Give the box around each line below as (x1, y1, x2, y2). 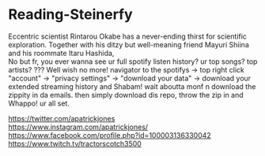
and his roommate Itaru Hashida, (8, 48, 115, 58)
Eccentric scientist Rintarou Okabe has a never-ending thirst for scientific (8, 32, 248, 41)
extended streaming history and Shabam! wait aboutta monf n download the (8, 81, 256, 91)
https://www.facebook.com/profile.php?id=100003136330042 (8, 130, 211, 139)
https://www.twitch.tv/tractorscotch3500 (8, 139, 142, 148)
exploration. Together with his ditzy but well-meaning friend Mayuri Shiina (8, 39, 249, 49)
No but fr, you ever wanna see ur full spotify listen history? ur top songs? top (8, 57, 258, 66)
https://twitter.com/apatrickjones (8, 113, 115, 123)
